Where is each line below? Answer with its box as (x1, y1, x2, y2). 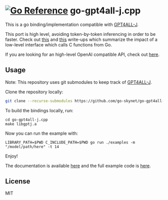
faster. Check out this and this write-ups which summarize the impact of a (5, 36, 157, 42)
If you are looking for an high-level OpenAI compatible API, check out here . (5, 51, 160, 57)
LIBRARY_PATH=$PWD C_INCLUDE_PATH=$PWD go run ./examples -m (5, 140, 135, 145)
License (5, 177, 30, 186)
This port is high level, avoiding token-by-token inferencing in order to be (5, 31, 156, 37)
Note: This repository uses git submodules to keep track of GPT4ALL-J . (5, 79, 152, 85)
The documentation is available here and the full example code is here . (5, 163, 151, 169)
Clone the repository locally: (5, 89, 63, 95)
